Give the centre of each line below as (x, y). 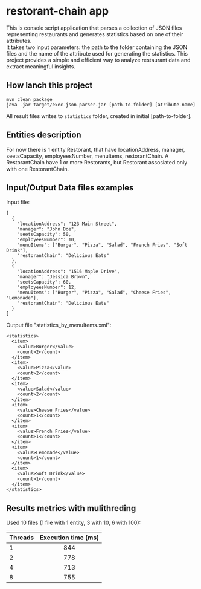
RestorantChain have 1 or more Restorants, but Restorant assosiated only (97, 162)
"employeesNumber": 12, (47, 288)
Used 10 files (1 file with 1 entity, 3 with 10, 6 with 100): (74, 523)
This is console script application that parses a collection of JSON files (94, 28)
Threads (22, 538)
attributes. (19, 41)
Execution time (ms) (69, 538)
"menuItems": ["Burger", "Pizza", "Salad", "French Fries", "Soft (102, 245)
